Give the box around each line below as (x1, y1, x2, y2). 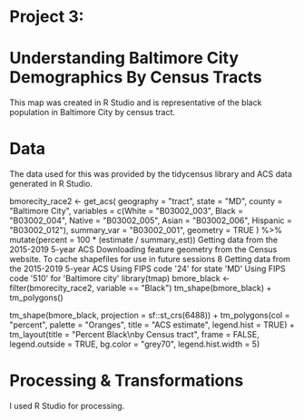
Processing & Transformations (9, 370, 244, 391)
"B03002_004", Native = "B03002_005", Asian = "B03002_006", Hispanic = (9, 215, 292, 226)
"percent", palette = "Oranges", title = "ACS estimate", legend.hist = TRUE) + (9, 319, 295, 330)
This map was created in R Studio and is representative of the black (9, 97, 262, 108)
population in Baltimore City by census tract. (9, 107, 175, 118)
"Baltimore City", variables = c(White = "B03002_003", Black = (9, 206, 243, 217)
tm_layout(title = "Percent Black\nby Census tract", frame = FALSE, (9, 329, 260, 340)
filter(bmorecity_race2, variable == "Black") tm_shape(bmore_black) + (9, 283, 272, 294)
